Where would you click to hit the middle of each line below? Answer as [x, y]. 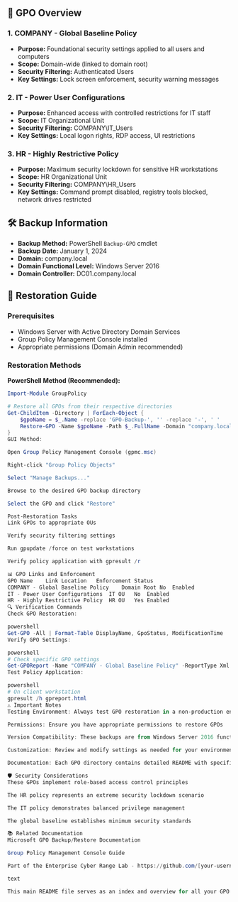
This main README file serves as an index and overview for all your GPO [119, 891]
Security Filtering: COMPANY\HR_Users [77, 185]
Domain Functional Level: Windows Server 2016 [89, 266]
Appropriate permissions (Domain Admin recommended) [100, 347]
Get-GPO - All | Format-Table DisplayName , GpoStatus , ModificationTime [115, 633]
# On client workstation [44, 692]
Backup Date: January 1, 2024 [62, 251]
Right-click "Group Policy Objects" [61, 465]
